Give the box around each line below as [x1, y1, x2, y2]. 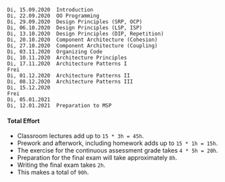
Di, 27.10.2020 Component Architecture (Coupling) [7, 42, 158, 49]
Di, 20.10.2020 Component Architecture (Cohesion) [7, 36, 158, 43]
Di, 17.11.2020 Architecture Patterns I [7, 60, 128, 67]
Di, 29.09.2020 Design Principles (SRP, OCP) [7, 18, 143, 25]
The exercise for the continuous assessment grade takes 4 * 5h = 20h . [16, 146, 218, 155]
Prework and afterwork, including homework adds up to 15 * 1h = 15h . [16, 139, 218, 147]
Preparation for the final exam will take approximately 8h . [16, 154, 178, 162]
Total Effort [7, 116, 40, 125]
